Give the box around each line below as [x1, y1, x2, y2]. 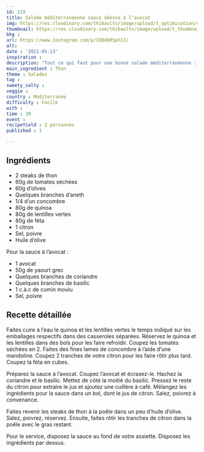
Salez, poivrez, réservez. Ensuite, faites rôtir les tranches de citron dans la [6, 414, 192, 422]
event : [6, 116, 26, 122]
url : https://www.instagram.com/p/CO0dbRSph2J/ [6, 37, 129, 43]
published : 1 [6, 128, 42, 134]
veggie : [6, 88, 29, 94]
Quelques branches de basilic [15, 279, 90, 287]
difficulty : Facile [6, 99, 59, 105]
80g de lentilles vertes [15, 210, 71, 218]
